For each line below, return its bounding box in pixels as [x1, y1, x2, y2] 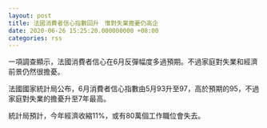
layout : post [8, 11, 52, 20]
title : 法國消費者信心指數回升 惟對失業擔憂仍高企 [8, 19, 158, 27]
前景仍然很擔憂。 [8, 67, 65, 77]
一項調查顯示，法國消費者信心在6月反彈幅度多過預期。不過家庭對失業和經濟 [8, 57, 258, 66]
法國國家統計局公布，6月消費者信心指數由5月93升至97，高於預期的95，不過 [8, 84, 260, 94]
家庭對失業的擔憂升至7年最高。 [8, 94, 110, 104]
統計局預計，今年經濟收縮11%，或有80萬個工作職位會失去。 [8, 111, 205, 121]
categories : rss [8, 34, 62, 42]
